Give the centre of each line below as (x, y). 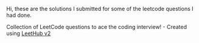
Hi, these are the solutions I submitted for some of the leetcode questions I (100, 9)
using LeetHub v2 (29, 33)
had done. (19, 15)
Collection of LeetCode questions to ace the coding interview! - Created (97, 27)
